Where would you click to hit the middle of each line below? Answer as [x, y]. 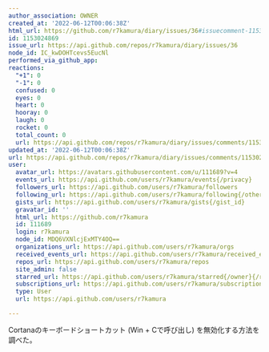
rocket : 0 [32, 127]
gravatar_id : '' [42, 209]
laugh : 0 [30, 120]
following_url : [41, 194]
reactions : [26, 68]
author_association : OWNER [53, 16]
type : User [34, 292]
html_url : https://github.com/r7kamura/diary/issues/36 [103, 30]
